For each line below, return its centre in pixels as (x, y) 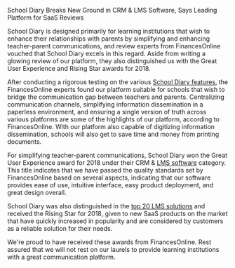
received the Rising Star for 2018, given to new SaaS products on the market (117, 214)
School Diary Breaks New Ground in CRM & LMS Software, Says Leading (112, 10)
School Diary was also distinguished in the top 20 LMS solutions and (106, 206)
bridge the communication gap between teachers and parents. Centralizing (116, 97)
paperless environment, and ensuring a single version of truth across (107, 112)
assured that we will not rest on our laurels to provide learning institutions (113, 249)
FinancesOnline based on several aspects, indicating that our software (109, 177)
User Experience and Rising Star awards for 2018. (79, 68)
